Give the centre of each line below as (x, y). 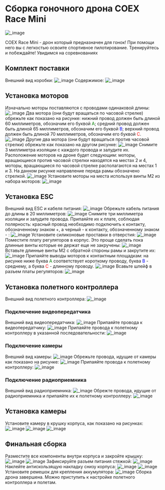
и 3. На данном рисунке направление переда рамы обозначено (72, 170)
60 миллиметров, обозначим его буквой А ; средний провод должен (77, 123)
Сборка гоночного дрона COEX (72, 9)
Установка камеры (36, 411)
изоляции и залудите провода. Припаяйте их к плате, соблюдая (72, 219)
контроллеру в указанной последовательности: (55, 333)
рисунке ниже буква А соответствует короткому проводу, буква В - (77, 261)
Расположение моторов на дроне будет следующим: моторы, (71, 155)
